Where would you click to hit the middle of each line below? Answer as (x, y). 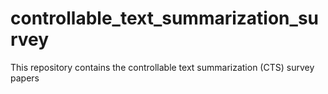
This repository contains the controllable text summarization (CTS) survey (162, 67)
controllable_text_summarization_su (164, 18)
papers (25, 78)
